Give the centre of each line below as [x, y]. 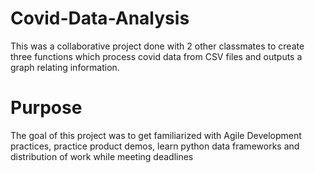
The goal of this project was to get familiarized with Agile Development [156, 135]
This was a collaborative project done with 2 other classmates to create [157, 46]
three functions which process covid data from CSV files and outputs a [156, 56]
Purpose [46, 108]
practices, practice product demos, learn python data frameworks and [155, 146]
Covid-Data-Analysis [100, 18]
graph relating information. [65, 67]
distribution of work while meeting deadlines [102, 156]
